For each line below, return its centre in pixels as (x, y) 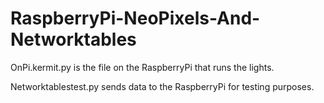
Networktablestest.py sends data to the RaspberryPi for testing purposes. (162, 86)
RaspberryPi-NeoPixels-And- (135, 18)
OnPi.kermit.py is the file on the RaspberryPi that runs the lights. (142, 67)
